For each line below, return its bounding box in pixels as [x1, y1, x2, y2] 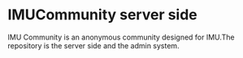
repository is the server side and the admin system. [7, 40, 180, 50]
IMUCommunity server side [7, 6, 198, 24]
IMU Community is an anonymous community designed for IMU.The [7, 32, 235, 42]
